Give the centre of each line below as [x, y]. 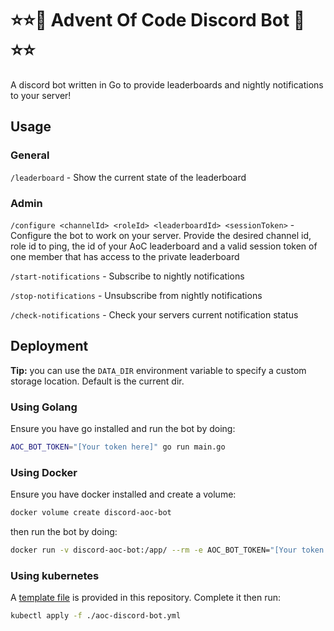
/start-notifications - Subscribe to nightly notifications [127, 276]
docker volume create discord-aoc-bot [91, 513]
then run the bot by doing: [64, 532]
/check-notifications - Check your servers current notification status [154, 314]
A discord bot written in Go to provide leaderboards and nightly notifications [167, 84]
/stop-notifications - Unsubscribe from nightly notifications [136, 295]
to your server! [41, 95]
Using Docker [44, 472]
